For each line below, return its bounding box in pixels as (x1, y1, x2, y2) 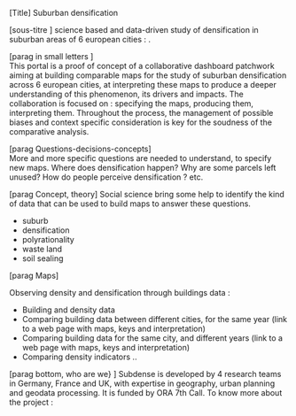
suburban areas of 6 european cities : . (9, 35, 151, 44)
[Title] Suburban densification (9, 8, 119, 18)
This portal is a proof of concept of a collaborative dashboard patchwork (9, 61, 275, 71)
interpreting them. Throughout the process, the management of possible (9, 108, 274, 118)
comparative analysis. (9, 127, 90, 136)
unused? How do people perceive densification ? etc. (9, 172, 204, 182)
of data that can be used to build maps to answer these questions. (9, 198, 251, 209)
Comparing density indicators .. (21, 351, 137, 362)
